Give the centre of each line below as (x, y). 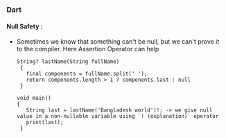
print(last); (45, 123)
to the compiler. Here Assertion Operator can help (88, 49)
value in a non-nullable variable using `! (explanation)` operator (118, 117)
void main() (34, 98)
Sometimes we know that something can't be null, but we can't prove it (118, 42)
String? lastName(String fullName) (68, 62)
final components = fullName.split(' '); (87, 74)
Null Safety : (25, 26)
